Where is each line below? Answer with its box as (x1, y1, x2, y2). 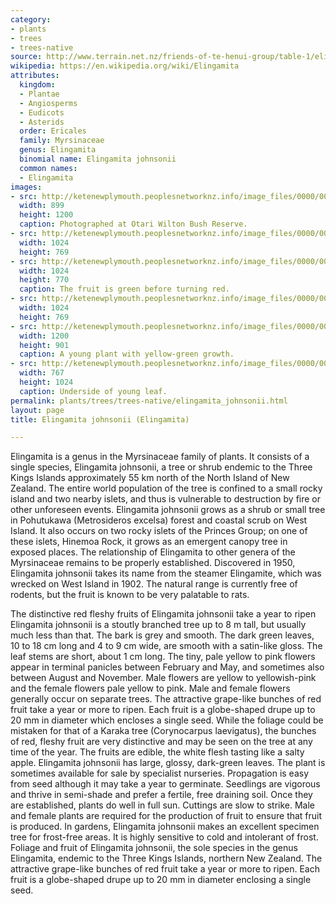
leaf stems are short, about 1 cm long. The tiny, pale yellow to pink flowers (10, 651, 316, 663)
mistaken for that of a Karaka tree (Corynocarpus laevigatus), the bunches (10, 725, 317, 737)
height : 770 (19, 275, 70, 285)
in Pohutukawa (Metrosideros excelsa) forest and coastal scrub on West (10, 514, 308, 526)
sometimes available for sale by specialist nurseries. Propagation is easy (10, 767, 310, 780)
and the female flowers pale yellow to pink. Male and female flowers (10, 682, 291, 695)
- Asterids (19, 117, 65, 127)
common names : (19, 163, 78, 173)
